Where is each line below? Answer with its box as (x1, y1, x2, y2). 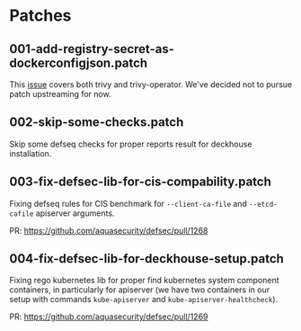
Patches (9, 5, 72, 26)
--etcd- (248, 200, 279, 209)
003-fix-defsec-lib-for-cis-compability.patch (9, 174, 271, 190)
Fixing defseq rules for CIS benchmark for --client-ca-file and (9, 198, 247, 209)
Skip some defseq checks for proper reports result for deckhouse (9, 139, 252, 149)
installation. (9, 148, 52, 158)
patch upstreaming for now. (9, 89, 111, 99)
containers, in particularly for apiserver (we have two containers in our (9, 284, 270, 295)
